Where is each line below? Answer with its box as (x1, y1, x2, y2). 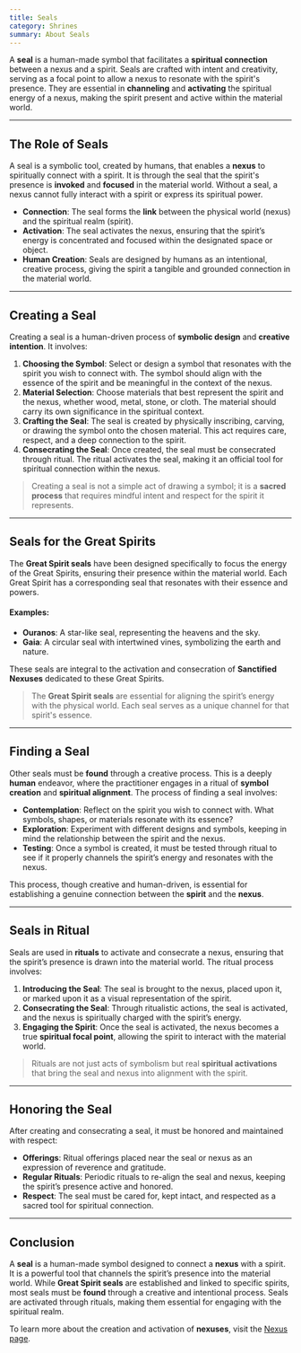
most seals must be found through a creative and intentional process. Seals (9, 1287, 288, 1298)
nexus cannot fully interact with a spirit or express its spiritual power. (9, 189, 263, 200)
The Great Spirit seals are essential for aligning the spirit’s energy (30, 690, 275, 701)
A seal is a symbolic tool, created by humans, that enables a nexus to (9, 161, 266, 171)
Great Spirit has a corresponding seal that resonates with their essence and (9, 576, 288, 588)
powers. (9, 586, 39, 597)
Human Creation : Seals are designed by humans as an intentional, (21, 254, 268, 265)
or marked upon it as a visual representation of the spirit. (21, 993, 232, 1004)
